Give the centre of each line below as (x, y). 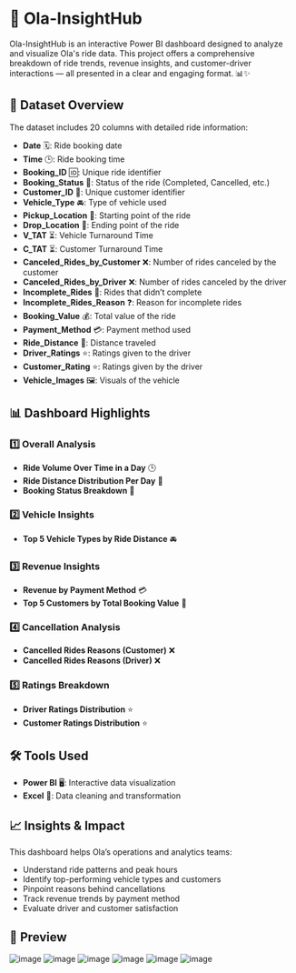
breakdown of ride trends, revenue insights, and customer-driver (131, 63)
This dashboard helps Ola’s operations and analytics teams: (121, 852)
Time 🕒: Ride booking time (74, 159)
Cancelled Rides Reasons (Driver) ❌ (91, 661)
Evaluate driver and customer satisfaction (100, 908)
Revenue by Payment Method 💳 (85, 590)
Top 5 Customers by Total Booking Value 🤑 (104, 603)
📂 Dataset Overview (67, 105)
